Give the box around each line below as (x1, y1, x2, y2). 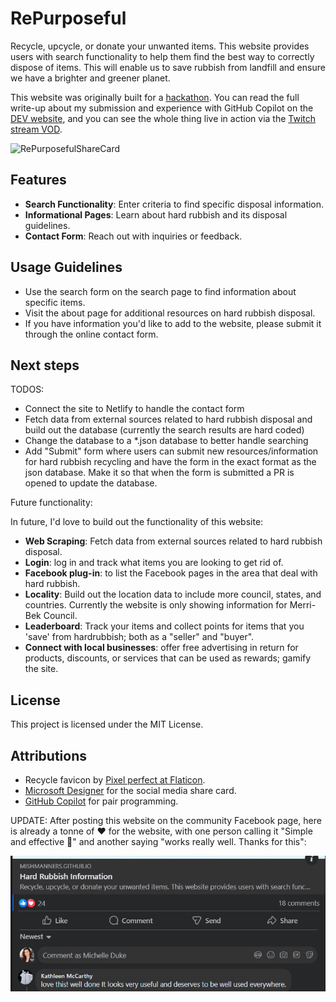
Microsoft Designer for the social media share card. (24, 785, 237, 796)
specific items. (24, 296, 86, 308)
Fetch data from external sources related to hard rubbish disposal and (24, 413, 313, 426)
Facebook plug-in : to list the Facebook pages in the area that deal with (24, 567, 318, 579)
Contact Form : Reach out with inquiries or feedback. (24, 230, 243, 242)
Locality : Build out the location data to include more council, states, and (24, 588, 322, 601)
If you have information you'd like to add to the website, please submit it (24, 317, 322, 329)
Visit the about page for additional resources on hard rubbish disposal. (24, 307, 316, 319)
